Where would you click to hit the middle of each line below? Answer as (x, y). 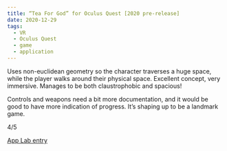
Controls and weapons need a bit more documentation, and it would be (108, 99)
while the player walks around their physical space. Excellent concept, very (114, 78)
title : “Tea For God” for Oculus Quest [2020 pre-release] (94, 13)
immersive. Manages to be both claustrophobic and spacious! (95, 86)
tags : (15, 26)
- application (33, 52)
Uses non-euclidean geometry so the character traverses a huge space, (109, 71)
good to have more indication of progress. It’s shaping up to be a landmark (113, 106)
